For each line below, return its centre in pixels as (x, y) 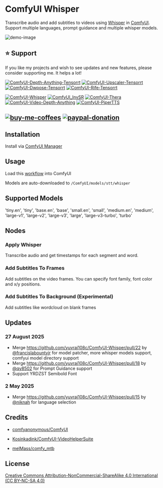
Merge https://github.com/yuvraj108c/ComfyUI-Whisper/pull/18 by (79, 363)
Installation (23, 134)
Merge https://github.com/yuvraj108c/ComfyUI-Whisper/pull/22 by (80, 347)
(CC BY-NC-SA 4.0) (25, 481)
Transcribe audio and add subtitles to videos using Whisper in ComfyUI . (78, 23)
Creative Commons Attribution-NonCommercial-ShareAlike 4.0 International (81, 475)
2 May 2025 (20, 386)
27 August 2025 (25, 337)
